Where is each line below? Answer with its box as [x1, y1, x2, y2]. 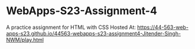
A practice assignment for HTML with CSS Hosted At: [6, 24, 136, 31]
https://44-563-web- [136, 24, 189, 31]
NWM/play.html [6, 36, 44, 43]
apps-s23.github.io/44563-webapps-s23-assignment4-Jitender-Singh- [6, 30, 181, 37]
